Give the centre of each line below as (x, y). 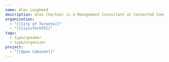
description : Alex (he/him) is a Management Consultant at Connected (80, 14)
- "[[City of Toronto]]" (36, 24)
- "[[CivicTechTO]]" (31, 28)
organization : (20, 19)
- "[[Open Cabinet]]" (32, 51)
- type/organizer (28, 42)
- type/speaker (26, 38)
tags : (11, 33)
